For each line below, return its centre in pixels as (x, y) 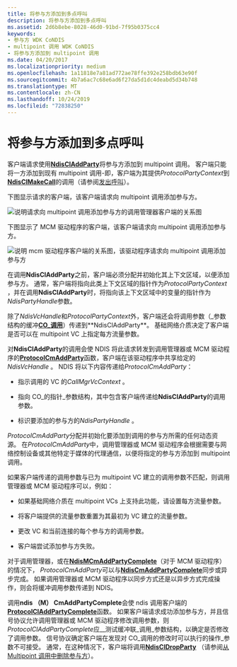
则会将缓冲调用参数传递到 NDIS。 (68, 587)
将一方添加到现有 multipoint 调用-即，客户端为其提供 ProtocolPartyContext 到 (118, 173)
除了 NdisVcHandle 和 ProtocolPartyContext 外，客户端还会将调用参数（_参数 (117, 316)
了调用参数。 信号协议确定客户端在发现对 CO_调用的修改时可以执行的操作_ (116, 638)
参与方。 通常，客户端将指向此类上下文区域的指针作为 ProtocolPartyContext (117, 283)
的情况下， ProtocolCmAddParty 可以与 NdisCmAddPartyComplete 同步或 (114, 569)
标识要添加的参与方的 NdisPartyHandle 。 (77, 420)
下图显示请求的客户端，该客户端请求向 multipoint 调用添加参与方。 (104, 197)
